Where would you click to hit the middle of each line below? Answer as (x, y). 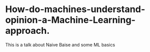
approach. (27, 31)
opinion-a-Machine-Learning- (70, 20)
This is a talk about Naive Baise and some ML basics (60, 44)
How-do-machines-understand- (75, 9)
